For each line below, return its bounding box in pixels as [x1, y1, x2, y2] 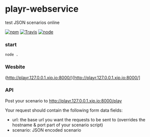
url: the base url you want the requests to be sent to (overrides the [12, 117, 146, 122]
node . [5, 52, 19, 57]
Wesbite [5, 63, 25, 70]
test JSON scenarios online [5, 20, 60, 25]
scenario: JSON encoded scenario [12, 127, 81, 133]
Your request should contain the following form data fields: [5, 107, 123, 113]
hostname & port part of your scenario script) [12, 122, 103, 128]
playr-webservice [5, 3, 79, 15]
